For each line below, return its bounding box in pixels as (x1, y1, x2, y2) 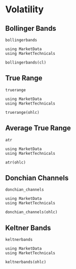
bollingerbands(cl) (5, 60, 47, 65)
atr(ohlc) (5, 160, 26, 165)
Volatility (5, 4, 44, 15)
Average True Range (5, 124, 71, 133)
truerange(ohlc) (5, 110, 40, 115)
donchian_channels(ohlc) (5, 210, 58, 215)
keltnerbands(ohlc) (5, 260, 47, 265)
